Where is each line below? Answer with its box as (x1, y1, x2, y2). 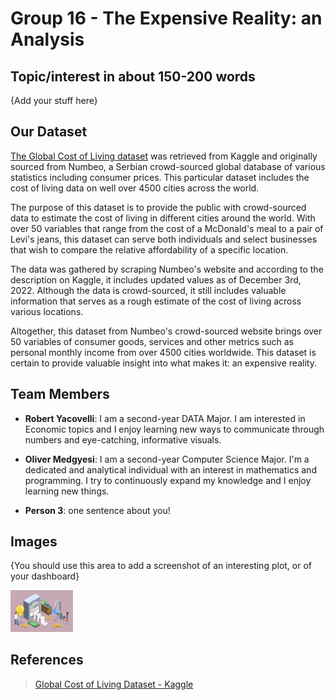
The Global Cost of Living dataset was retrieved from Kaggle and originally (10, 150, 318, 162)
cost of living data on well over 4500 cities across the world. (10, 182, 260, 194)
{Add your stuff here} (10, 95, 98, 106)
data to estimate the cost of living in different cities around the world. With (10, 212, 316, 224)
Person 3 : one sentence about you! (24, 504, 171, 516)
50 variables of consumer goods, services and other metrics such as (10, 335, 294, 347)
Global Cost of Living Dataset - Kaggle (34, 678, 194, 690)
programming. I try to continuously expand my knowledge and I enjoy (24, 474, 312, 486)
